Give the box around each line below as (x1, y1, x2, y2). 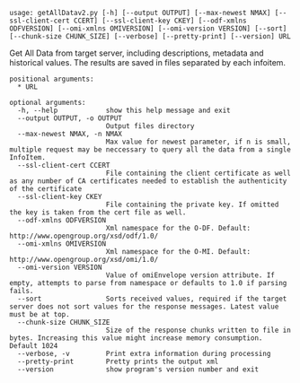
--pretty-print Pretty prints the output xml (17, 357, 219, 366)
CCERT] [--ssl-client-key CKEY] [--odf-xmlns (73, 16, 247, 25)
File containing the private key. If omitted (105, 200, 279, 209)
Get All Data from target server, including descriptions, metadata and (9, 48, 264, 58)
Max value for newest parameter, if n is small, (105, 137, 292, 146)
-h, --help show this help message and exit (17, 106, 231, 115)
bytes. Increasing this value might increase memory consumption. (9, 334, 263, 343)
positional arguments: (9, 74, 94, 83)
